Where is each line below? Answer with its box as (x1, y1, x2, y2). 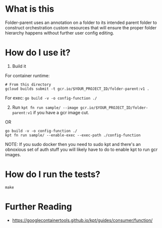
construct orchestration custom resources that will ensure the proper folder (5, 24, 157, 30)
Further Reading (5, 201, 72, 212)
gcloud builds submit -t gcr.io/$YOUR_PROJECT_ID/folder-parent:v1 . (5, 86, 150, 91)
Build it (12, 63, 26, 69)
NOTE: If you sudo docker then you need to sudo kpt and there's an (5, 141, 141, 147)
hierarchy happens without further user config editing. (5, 30, 114, 36)
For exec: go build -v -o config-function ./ (5, 95, 97, 101)
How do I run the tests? (5, 169, 101, 180)
